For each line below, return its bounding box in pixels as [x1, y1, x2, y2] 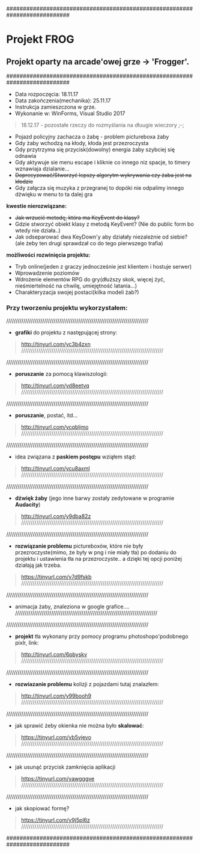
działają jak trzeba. [14, 561, 62, 569]
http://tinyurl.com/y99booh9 [20, 692, 92, 699]
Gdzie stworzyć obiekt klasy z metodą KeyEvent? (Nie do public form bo [14, 220, 194, 228]
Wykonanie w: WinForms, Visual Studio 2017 [14, 110, 126, 117]
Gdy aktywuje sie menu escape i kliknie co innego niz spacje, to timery [14, 159, 191, 166]
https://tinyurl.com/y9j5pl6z [20, 816, 90, 824]
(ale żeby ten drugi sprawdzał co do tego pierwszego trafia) [14, 240, 163, 246]
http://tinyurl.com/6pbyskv [20, 651, 88, 658]
